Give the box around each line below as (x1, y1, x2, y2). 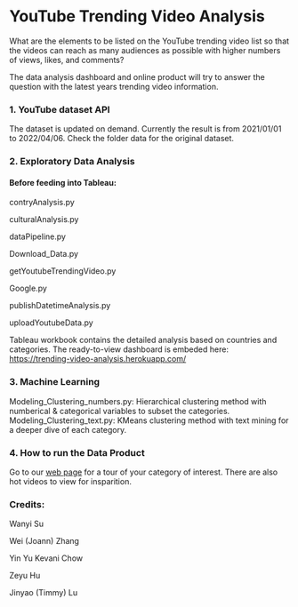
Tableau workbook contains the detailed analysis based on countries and (9, 335, 278, 346)
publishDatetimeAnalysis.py (9, 300, 111, 311)
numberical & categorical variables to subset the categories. (9, 405, 230, 416)
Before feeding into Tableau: (9, 177, 117, 188)
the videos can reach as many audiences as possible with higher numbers (9, 44, 281, 55)
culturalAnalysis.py (9, 214, 79, 225)
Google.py (9, 283, 47, 294)
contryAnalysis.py (9, 197, 76, 208)
